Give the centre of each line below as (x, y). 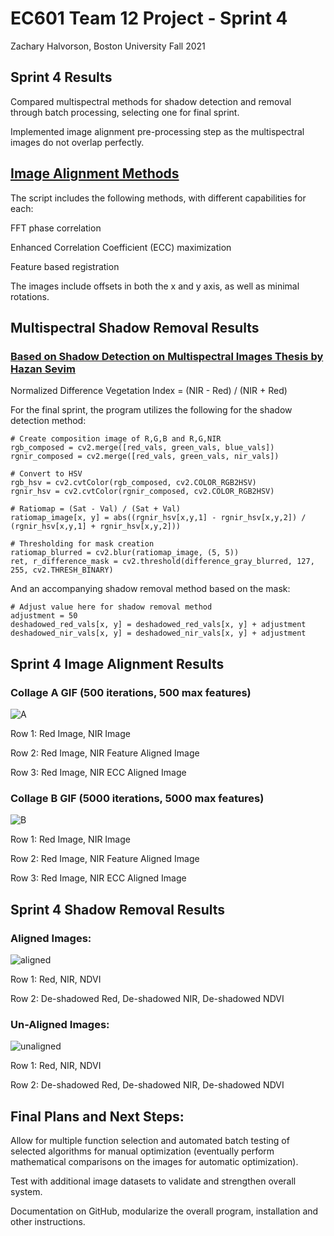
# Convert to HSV (46, 474)
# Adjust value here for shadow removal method (111, 607)
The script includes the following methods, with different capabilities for (158, 198)
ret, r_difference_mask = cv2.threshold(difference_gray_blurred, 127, (162, 562)
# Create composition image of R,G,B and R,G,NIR (116, 439)
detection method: (48, 421)
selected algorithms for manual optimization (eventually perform (142, 1151)
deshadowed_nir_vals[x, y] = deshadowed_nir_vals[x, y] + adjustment (158, 633)
